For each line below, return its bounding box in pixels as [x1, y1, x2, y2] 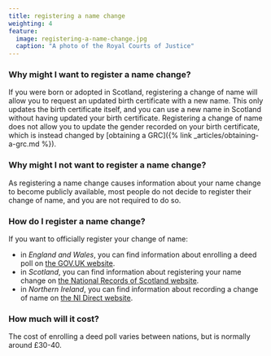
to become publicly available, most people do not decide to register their [8, 186, 252, 196]
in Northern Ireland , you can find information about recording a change [20, 284, 259, 294]
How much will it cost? [8, 313, 99, 324]
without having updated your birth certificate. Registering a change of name [8, 113, 263, 123]
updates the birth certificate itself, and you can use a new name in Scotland [8, 105, 262, 115]
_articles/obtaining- [194, 131, 259, 141]
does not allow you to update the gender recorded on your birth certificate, [8, 122, 260, 132]
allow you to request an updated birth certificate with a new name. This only [8, 96, 264, 106]
